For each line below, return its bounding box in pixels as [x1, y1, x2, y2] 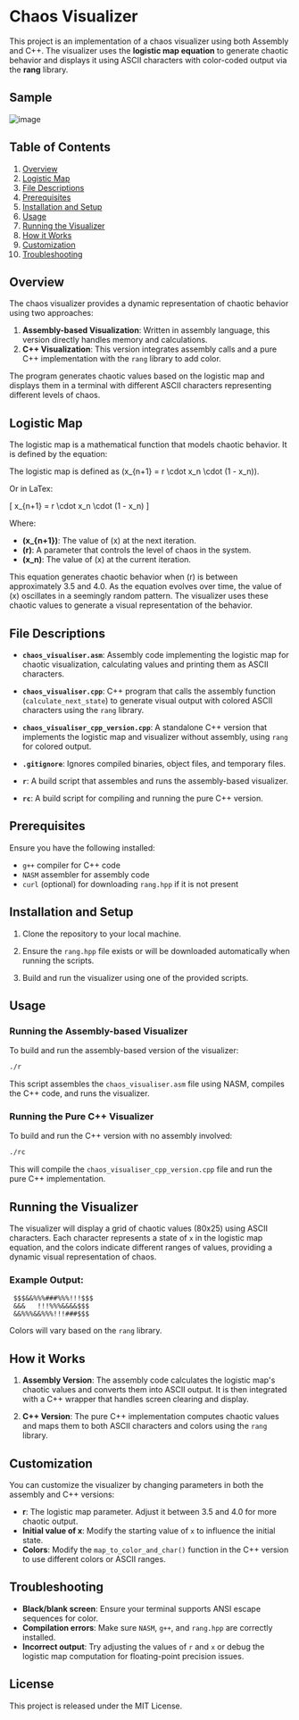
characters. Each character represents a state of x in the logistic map [9, 1233, 263, 1243]
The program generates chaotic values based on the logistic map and [9, 370, 265, 381]
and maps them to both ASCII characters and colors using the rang [21, 1421, 268, 1432]
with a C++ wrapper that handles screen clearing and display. [21, 1394, 250, 1405]
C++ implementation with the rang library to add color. [21, 353, 221, 364]
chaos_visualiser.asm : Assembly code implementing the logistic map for [21, 650, 290, 660]
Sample [9, 90, 53, 105]
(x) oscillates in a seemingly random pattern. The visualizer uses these [9, 591, 270, 602]
